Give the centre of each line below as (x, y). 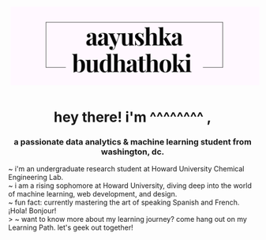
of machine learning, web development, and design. (93, 193)
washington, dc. (133, 152)
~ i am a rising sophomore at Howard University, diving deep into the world (130, 186)
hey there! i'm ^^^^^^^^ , (133, 117)
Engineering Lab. (36, 177)
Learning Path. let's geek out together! (71, 227)
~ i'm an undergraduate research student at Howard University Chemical (126, 168)
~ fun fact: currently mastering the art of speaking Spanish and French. (124, 202)
